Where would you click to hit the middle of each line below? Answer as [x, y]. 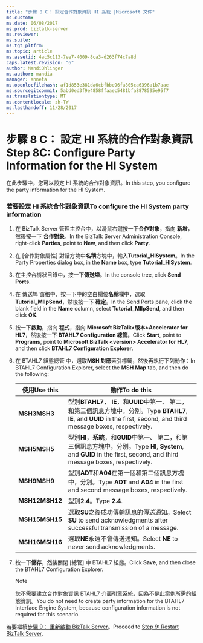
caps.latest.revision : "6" [40, 62]
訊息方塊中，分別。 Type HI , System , [132, 446]
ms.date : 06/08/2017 [32, 23]
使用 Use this [40, 390]
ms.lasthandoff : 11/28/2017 [42, 107]
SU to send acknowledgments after [118, 520]
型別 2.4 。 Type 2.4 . [95, 501]
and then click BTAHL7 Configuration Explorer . [74, 348]
